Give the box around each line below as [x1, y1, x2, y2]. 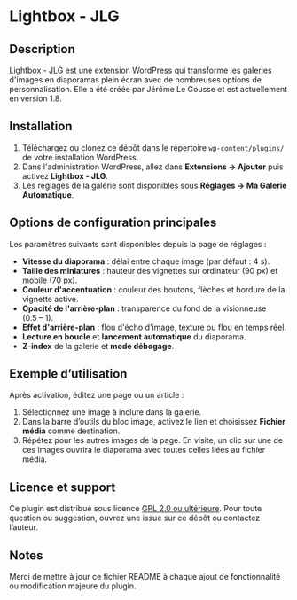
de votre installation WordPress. [21, 152, 139, 162]
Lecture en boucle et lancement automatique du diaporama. [21, 331, 246, 342]
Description [9, 42, 75, 57]
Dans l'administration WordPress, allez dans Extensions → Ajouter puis [21, 161, 284, 172]
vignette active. [21, 293, 79, 304]
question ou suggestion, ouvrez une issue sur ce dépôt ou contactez [9, 512, 261, 524]
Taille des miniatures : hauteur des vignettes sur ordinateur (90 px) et [21, 265, 278, 276]
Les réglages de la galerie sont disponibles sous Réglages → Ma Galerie [21, 180, 287, 191]
